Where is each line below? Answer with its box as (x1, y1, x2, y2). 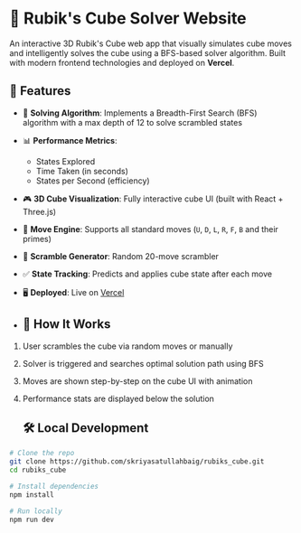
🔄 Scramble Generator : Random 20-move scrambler (22, 250, 220, 261)
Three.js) (22, 206, 57, 217)
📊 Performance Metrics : (22, 135, 118, 145)
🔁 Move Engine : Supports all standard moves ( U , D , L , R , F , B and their (22, 223, 278, 234)
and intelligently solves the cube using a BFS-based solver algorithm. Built (9, 47, 287, 58)
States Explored (35, 155, 96, 166)
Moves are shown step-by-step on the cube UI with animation (22, 375, 253, 387)
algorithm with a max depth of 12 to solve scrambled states (22, 117, 242, 127)
